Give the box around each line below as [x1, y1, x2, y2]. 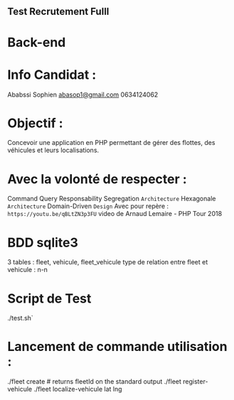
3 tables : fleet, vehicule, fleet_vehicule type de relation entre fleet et [7, 258, 208, 266]
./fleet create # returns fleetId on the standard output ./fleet [7, 377, 181, 386]
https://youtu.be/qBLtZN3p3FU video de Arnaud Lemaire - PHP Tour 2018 [7, 210, 223, 218]
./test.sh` [7, 314, 33, 323]
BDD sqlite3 [7, 234, 78, 251]
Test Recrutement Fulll [7, 6, 110, 18]
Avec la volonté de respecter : [7, 171, 187, 187]
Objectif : [7, 115, 63, 131]
